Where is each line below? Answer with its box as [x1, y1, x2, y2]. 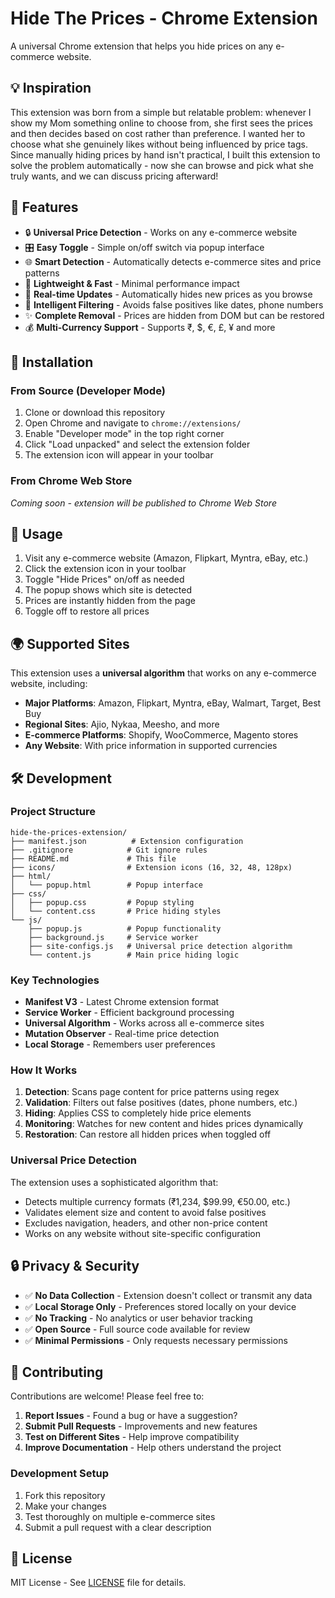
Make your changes [24, 1500, 107, 1512]
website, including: [10, 678, 88, 690]
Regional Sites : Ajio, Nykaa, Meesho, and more [24, 718, 220, 731]
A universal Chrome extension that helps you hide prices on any [10, 40, 274, 52]
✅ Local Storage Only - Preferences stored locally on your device [24, 1300, 297, 1312]
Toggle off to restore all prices [24, 605, 150, 617]
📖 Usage [10, 525, 63, 542]
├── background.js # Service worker [28, 932, 199, 942]
